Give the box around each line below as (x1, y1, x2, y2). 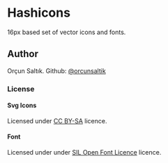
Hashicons (7, 5, 71, 21)
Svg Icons (7, 101, 37, 109)
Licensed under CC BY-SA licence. (7, 116, 107, 125)
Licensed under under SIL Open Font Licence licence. (7, 148, 162, 157)
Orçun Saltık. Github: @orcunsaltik (7, 66, 106, 75)
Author (7, 48, 38, 60)
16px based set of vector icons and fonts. (7, 28, 126, 36)
